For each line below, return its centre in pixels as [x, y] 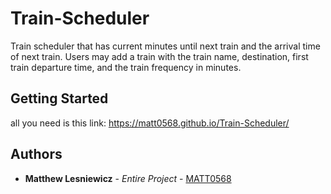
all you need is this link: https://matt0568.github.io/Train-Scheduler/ [150, 123]
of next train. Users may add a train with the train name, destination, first [159, 56]
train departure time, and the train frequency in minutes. [126, 67]
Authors [36, 154]
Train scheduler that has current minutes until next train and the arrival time [165, 46]
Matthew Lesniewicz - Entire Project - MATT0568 [128, 178]
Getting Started [59, 98]
